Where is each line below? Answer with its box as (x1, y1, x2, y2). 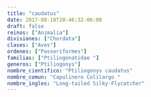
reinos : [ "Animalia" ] (7, 29, 69, 36)
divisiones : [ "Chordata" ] (7, 36, 81, 42)
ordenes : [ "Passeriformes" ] (7, 48, 87, 55)
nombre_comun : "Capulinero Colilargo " (7, 73, 121, 81)
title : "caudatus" (7, 10, 59, 17)
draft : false (7, 23, 44, 29)
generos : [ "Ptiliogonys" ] (7, 61, 81, 68)
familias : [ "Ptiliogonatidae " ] (7, 55, 99, 61)
